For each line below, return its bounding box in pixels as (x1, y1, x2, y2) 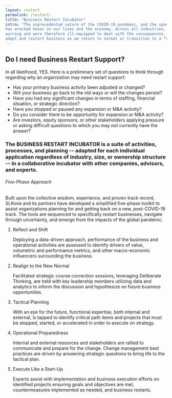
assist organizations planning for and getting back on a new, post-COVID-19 (5, 206, 165, 212)
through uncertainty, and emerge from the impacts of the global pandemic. (5, 216, 163, 223)
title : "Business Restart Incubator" (5, 17, 86, 22)
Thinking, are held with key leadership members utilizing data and (12, 278, 152, 284)
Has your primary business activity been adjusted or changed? (12, 84, 145, 90)
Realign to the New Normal (12, 263, 70, 269)
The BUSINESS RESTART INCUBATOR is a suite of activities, (5, 141, 157, 148)
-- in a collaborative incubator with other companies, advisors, (5, 160, 164, 167)
